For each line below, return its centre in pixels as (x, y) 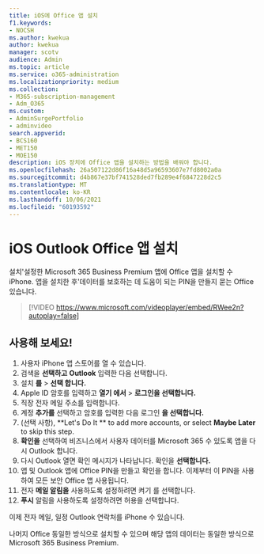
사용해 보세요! (41, 342)
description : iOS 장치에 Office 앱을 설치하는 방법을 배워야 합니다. (111, 163)
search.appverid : (38, 133)
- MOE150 (23, 155)
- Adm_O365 (27, 104)
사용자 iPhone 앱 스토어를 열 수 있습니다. (83, 363)
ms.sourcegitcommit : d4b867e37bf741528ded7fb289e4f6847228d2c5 (115, 178)
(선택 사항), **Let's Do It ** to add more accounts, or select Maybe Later (138, 423)
